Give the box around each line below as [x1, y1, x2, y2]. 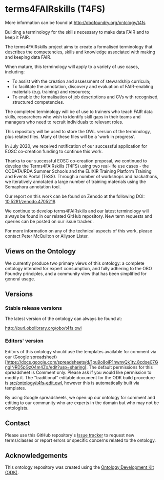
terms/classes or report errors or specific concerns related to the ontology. [5, 437, 156, 443]
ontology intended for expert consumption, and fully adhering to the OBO [5, 265, 152, 271]
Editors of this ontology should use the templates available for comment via [5, 348, 157, 354]
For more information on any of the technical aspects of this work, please [5, 228, 153, 233]
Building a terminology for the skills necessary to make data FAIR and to [5, 29, 149, 35]
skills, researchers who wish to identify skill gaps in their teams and [5, 114, 141, 119]
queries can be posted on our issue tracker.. [5, 218, 94, 224]
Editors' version [5, 338, 44, 344]
